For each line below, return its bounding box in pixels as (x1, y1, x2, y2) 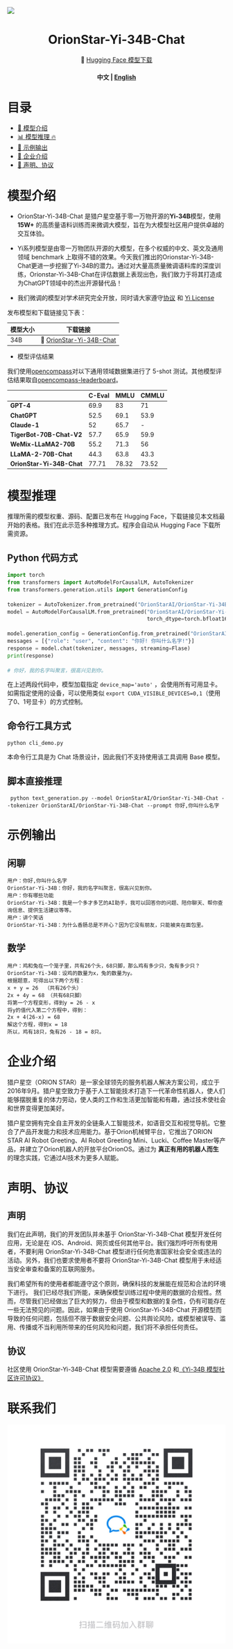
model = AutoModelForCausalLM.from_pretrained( (7, 608, 148, 615)
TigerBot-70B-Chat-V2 (10, 431, 83, 439)
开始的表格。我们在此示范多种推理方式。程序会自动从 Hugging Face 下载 (7, 521, 215, 530)
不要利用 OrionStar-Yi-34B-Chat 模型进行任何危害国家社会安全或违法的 (19, 1247, 222, 1256)
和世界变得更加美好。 (7, 1104, 68, 1112)
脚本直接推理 (7, 775, 62, 787)
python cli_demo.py (7, 740, 64, 747)
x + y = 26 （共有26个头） (7, 984, 82, 992)
